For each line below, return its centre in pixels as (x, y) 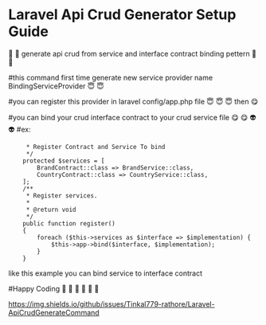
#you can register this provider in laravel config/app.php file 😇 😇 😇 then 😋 (133, 101)
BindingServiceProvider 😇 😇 (57, 86)
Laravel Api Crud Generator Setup (122, 15)
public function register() (69, 223)
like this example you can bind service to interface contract (106, 273)
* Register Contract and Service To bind (96, 147)
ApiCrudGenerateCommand (54, 312)
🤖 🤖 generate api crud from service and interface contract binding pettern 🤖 (133, 53)
